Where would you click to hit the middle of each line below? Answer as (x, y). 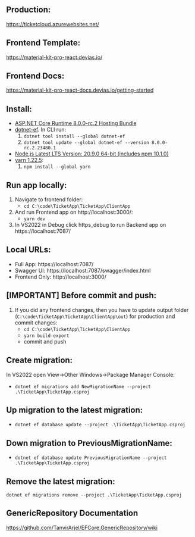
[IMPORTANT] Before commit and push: (81, 296)
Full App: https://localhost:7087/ (54, 264)
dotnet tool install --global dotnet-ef (74, 136)
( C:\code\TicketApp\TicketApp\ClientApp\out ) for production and (95, 316)
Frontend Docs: (35, 76)
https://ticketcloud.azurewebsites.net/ (53, 24)
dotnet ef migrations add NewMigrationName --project (83, 386)
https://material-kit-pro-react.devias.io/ (54, 57)
